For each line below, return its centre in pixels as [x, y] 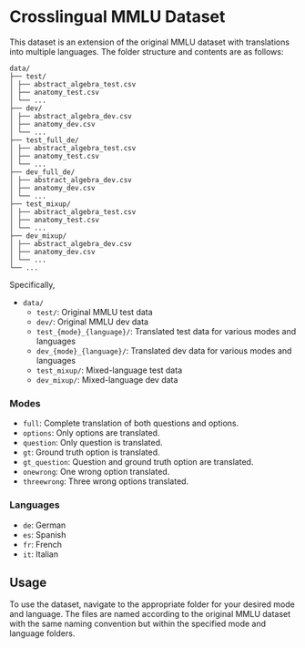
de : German [44, 525]
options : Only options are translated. [91, 433]
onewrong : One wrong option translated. [96, 472]
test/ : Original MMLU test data [94, 312]
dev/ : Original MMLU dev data [92, 322]
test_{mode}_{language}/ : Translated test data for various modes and [166, 331]
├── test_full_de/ [44, 140]
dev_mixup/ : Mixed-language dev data [107, 379]
